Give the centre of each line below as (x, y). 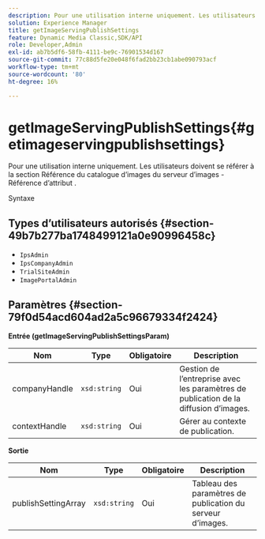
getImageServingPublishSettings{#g (131, 128)
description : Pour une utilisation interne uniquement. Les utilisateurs (132, 15)
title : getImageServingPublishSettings (74, 30)
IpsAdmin (34, 255)
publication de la (210, 398)
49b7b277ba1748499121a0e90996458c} (112, 235)
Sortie (19, 450)
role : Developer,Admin (45, 45)
